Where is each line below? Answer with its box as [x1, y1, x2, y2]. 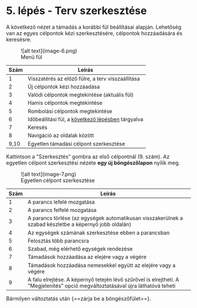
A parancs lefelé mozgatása [28, 198, 95, 206]
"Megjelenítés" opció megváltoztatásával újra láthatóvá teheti [28, 282, 176, 289]
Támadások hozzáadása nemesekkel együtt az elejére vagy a [28, 262, 176, 269]
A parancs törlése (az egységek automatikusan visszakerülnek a [28, 215, 184, 222]
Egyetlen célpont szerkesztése [21, 177, 95, 184]
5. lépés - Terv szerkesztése [6, 4, 147, 18]
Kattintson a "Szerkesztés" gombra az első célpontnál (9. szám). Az [6, 153, 170, 160]
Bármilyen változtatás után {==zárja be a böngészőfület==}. [6, 295, 151, 302]
